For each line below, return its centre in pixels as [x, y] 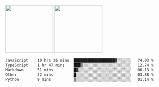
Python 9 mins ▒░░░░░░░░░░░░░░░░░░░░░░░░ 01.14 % [79, 79]
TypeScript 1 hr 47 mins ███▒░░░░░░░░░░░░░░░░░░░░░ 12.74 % [79, 65]
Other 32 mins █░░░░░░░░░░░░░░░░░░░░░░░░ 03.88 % [79, 75]
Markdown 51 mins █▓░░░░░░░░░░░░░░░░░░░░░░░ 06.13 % [79, 70]
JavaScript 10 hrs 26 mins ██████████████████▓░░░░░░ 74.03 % [79, 61]
